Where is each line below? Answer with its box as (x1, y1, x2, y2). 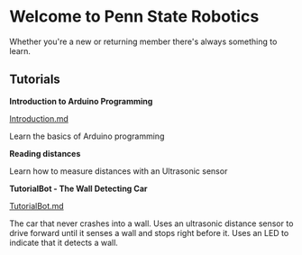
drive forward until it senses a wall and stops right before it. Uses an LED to (9, 227, 289, 238)
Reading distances (9, 148, 81, 159)
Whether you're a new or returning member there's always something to (9, 36, 278, 47)
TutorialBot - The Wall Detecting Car (9, 183, 148, 194)
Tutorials (9, 72, 60, 87)
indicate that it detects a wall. (9, 237, 119, 248)
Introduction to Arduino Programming (9, 96, 153, 106)
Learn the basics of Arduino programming (9, 131, 165, 141)
